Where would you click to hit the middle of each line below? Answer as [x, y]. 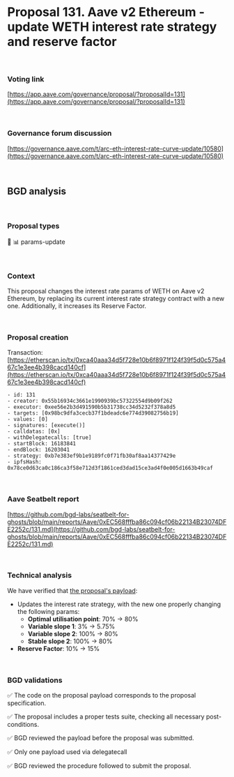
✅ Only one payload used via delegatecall [67, 752]
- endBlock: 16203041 [39, 450]
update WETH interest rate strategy [112, 27]
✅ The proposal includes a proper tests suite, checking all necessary [106, 717]
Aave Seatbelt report [43, 499]
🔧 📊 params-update [36, 242]
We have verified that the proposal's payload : [72, 590]
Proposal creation [38, 337]
